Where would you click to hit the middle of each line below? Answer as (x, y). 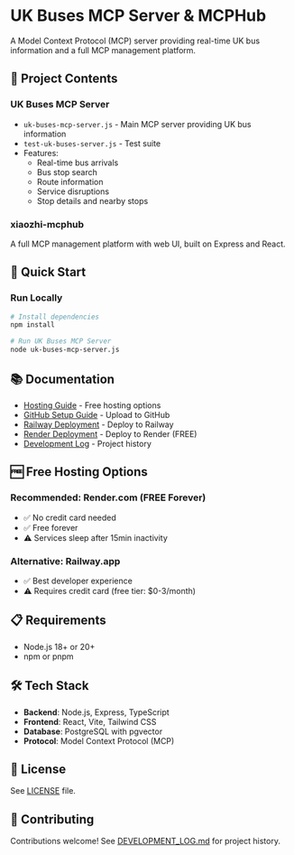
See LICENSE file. (43, 791)
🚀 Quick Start (48, 272)
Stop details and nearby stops (92, 200)
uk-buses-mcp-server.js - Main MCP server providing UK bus (137, 124)
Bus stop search (67, 172)
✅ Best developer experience (78, 581)
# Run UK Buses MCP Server (61, 341)
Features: (41, 153)
